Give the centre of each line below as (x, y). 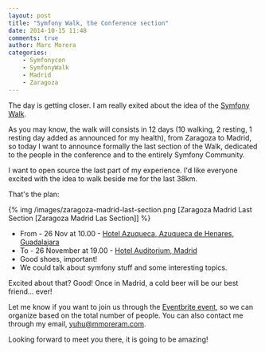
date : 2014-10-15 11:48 (48, 30)
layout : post (30, 16)
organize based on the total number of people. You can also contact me (126, 315)
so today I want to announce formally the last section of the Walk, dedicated (133, 146)
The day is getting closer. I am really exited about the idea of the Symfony (129, 105)
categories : (28, 53)
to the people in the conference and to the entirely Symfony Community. (127, 154)
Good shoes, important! (58, 259)
